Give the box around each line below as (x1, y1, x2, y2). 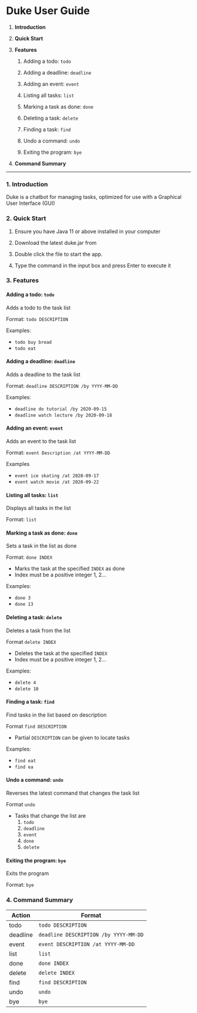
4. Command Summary (6, 896, 73, 904)
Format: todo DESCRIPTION (6, 315, 69, 322)
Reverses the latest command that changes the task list (6, 789, 140, 796)
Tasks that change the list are (14, 812, 86, 819)
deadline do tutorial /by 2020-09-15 (14, 406, 107, 412)
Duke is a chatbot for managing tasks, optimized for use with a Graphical (6, 194, 182, 201)
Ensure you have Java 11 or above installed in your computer (14, 228, 161, 235)
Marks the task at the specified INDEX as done (14, 565, 125, 572)
